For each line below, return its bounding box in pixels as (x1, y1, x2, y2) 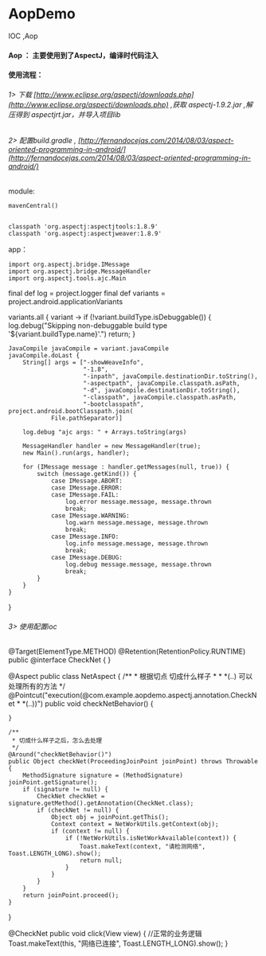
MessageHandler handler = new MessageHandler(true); (22, 442, 201, 450)
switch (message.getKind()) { (37, 470, 137, 478)
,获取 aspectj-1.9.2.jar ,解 (170, 100, 253, 109)
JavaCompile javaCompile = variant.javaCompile (8, 344, 170, 353)
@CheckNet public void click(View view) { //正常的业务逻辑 (8, 929, 202, 938)
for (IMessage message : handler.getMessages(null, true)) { (22, 462, 229, 470)
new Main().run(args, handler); (22, 449, 130, 457)
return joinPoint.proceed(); (22, 892, 119, 899)
